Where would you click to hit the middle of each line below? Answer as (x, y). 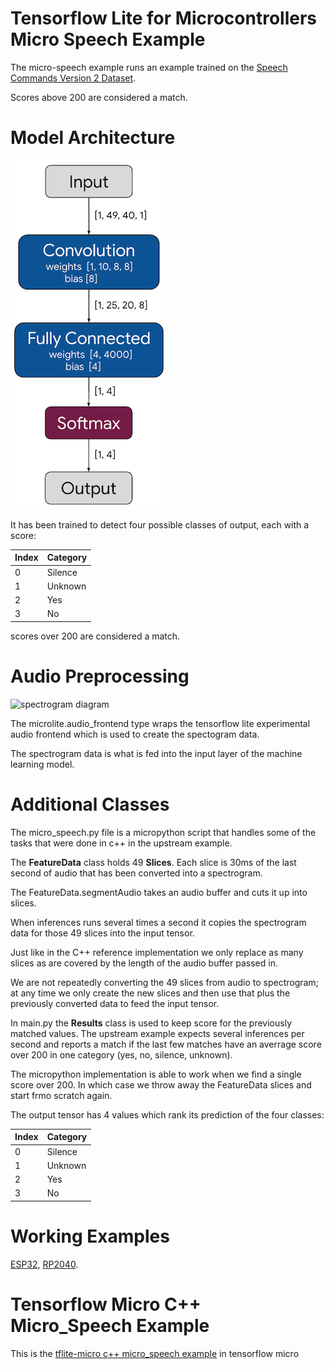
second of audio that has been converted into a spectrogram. (136, 873)
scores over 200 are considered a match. (95, 636)
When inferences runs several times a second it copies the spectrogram (158, 922)
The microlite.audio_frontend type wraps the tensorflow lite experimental (160, 723)
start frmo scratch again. (61, 1095)
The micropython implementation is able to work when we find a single (156, 1074)
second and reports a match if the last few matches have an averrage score (166, 1044)
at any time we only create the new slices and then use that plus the (150, 993)
